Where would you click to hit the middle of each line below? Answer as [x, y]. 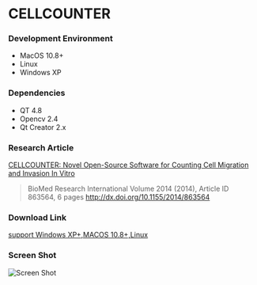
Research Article [41, 147]
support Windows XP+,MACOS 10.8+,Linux [78, 235]
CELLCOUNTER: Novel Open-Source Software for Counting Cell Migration [128, 165]
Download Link [38, 217]
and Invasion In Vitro [42, 173]
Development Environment [60, 39]
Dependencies [37, 93]
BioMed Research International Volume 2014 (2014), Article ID [128, 189]
